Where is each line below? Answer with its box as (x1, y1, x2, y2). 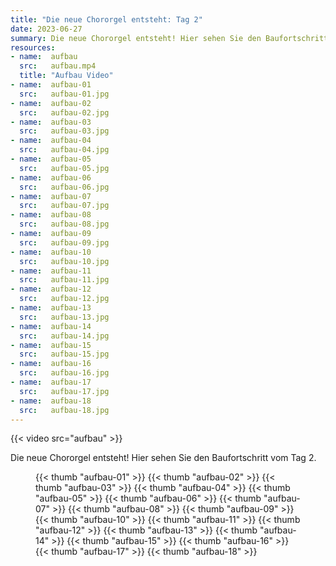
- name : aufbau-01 (10, 80, 92, 90)
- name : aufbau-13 (10, 303, 92, 313)
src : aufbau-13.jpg (19, 312, 110, 322)
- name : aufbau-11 (10, 266, 92, 276)
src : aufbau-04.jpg (19, 145, 110, 155)
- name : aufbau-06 (10, 172, 92, 183)
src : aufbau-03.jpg (19, 126, 110, 136)
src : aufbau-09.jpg (19, 237, 110, 248)
